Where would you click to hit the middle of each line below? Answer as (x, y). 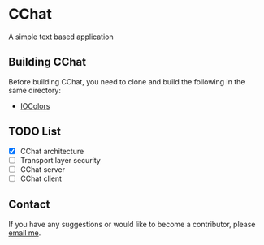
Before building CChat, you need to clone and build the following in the (127, 81)
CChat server (42, 169)
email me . (25, 233)
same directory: (35, 90)
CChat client (41, 178)
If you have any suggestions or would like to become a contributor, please (132, 224)
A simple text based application (61, 37)
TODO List (35, 132)
